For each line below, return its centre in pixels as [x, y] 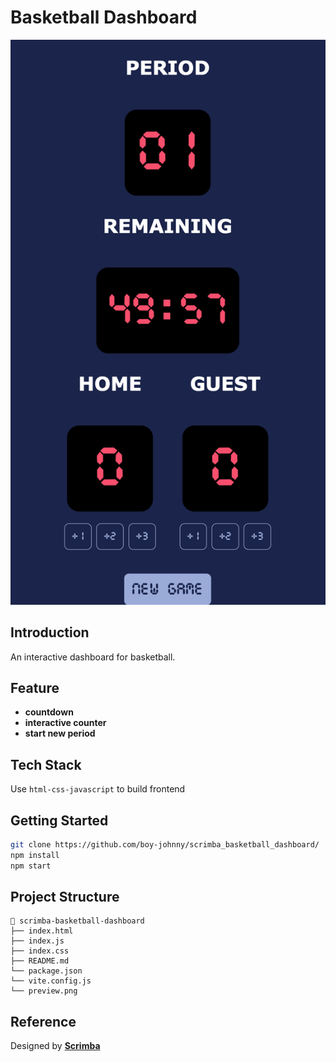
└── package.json [46, 971]
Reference [43, 1021]
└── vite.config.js [51, 981]
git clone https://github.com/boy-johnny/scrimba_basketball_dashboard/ [165, 845]
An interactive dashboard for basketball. [93, 657]
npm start [31, 866]
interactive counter [65, 723]
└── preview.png [44, 991]
